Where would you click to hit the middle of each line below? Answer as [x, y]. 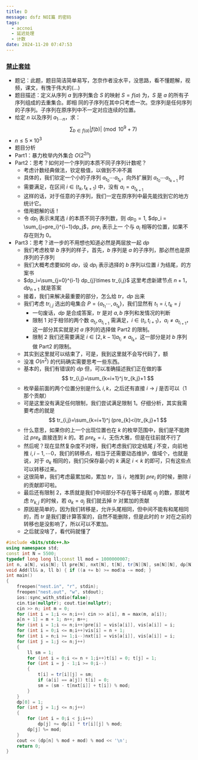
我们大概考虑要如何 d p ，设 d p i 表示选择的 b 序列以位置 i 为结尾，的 [105, 265]
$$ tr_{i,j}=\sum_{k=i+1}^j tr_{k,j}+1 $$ [108, 379]
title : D [17, 12]
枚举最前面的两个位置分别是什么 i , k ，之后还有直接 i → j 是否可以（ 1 [105, 389]
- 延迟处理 [23, 34]
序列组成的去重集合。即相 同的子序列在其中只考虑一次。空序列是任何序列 [103, 103]
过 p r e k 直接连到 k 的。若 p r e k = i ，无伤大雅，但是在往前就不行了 [102, 438]
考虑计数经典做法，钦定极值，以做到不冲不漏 [78, 170]
